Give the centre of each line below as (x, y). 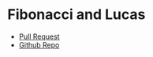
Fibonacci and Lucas (76, 15)
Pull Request (39, 36)
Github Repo (39, 44)
